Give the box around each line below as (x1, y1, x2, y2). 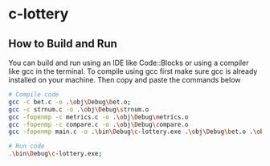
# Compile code (8, 91, 59, 99)
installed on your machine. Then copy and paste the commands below (8, 75, 241, 84)
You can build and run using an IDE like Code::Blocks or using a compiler (8, 58, 249, 67)
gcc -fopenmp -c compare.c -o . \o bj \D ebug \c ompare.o (8, 120, 189, 128)
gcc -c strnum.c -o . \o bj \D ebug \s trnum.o (8, 105, 149, 113)
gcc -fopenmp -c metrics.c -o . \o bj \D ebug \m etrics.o (8, 113, 189, 121)
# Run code (8, 142, 45, 151)
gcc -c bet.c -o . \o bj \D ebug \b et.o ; (8, 98, 131, 106)
